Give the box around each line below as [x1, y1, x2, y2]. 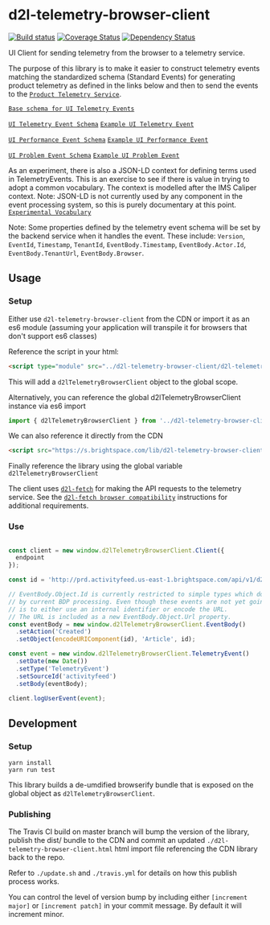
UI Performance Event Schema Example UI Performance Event [8, 135, 209, 144]
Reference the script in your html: [8, 346, 119, 356]
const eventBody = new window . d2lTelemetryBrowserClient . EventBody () [8, 620, 247, 629]
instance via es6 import [8, 401, 86, 411]
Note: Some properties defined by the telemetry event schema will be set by [8, 222, 261, 232]
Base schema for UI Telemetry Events [8, 105, 135, 113]
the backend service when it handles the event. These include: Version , [8, 231, 245, 241]
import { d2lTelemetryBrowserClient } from [8, 416, 157, 424]
